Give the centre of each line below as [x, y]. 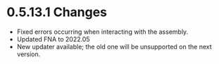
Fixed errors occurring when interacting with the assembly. [102, 32]
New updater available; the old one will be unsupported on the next [114, 46]
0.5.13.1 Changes [57, 12]
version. [29, 54]
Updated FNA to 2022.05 [53, 39]
